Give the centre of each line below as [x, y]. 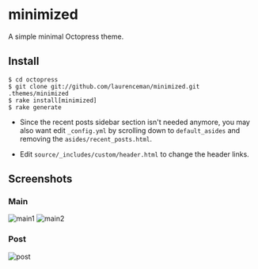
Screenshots [40, 179]
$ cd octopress [33, 80]
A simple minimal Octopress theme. [66, 36]
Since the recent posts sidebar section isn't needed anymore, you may [135, 122]
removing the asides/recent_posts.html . [86, 138]
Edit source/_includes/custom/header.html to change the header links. [134, 154]
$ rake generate [35, 107]
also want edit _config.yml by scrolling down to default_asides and [130, 130]
